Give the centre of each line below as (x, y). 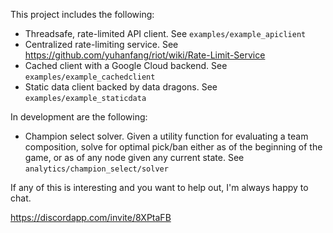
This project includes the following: (82, 14)
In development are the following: (79, 117)
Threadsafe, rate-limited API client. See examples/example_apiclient (165, 33)
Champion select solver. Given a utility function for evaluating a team (166, 136)
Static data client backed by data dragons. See (121, 87)
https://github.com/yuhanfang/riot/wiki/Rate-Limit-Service (145, 55)
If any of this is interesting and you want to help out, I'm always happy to (159, 187)
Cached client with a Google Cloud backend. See (126, 65)
